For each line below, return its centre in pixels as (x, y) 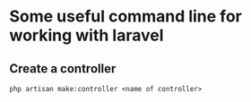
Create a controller (63, 68)
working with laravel (87, 35)
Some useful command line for (125, 17)
